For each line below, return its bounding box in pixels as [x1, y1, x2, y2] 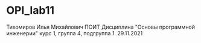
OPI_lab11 [6, 4, 55, 17]
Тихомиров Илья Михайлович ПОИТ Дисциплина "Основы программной [6, 23, 195, 30]
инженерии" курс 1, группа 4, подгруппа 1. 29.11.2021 [6, 29, 143, 36]
